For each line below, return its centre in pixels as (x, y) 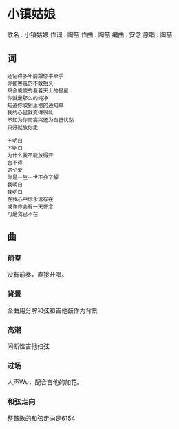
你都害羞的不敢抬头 (30, 83)
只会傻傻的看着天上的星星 (38, 90)
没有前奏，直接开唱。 (37, 275)
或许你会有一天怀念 (30, 207)
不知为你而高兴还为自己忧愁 (41, 120)
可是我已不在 (23, 214)
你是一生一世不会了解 (33, 177)
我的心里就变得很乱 (30, 112)
